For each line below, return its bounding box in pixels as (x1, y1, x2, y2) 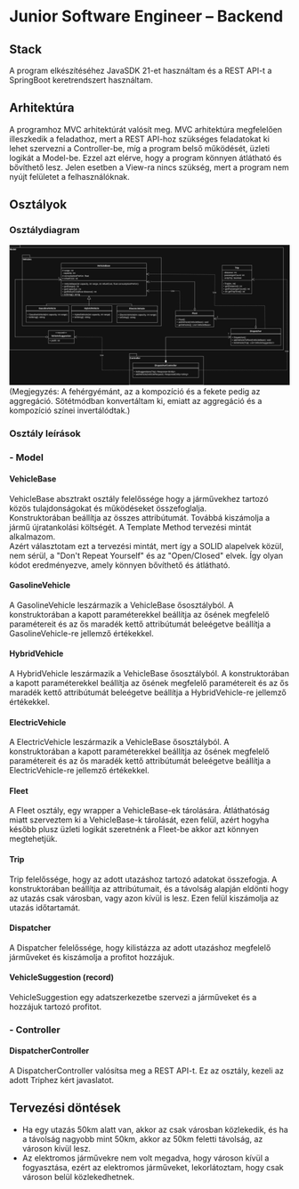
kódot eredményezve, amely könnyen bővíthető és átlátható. (9, 559, 230, 570)
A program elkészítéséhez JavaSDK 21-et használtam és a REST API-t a (9, 65, 272, 76)
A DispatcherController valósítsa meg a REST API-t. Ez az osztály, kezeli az (9, 1065, 285, 1076)
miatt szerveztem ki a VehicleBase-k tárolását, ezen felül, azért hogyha (9, 814, 270, 825)
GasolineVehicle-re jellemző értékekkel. (9, 627, 154, 638)
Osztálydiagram (9, 224, 80, 237)
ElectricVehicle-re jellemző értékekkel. (9, 765, 149, 776)
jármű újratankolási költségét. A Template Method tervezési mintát (9, 522, 252, 532)
